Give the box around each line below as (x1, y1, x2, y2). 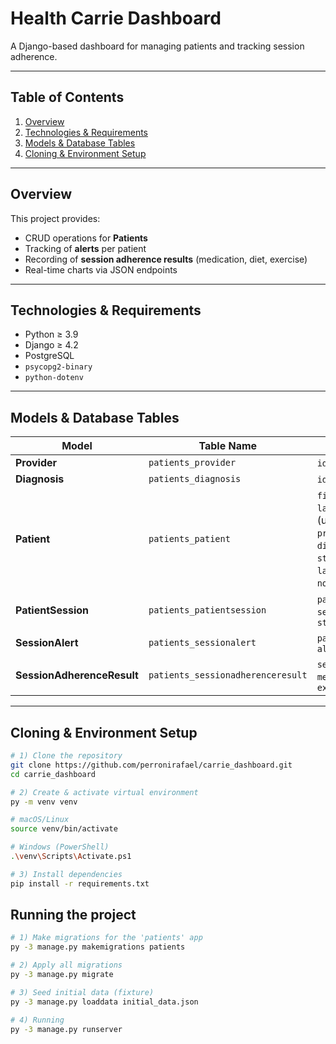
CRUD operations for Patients (24, 232, 148, 244)
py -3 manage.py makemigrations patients (10, 942, 186, 952)
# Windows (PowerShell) (10, 842, 110, 852)
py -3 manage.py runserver (10, 1024, 123, 1034)
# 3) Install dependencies (10, 869, 123, 879)
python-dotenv (24, 373, 84, 383)
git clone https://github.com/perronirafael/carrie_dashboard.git (10, 760, 293, 770)
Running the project (10, 907, 137, 924)
